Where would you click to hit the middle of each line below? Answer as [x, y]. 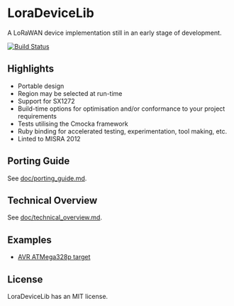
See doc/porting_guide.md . [47, 178]
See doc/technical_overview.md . [55, 217]
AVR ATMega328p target [54, 257]
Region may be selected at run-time [70, 93]
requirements [37, 116]
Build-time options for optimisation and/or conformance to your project [121, 109]
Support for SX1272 [46, 101]
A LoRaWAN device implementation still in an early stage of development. [115, 33]
